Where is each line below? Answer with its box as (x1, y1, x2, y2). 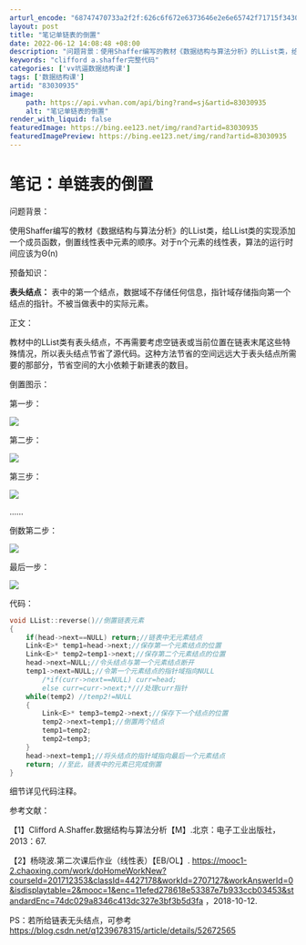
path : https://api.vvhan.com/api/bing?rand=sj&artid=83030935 (25, 97, 267, 107)
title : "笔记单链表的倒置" (9, 30, 101, 39)
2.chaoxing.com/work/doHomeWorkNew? (9, 866, 167, 877)
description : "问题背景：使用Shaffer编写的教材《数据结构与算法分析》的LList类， (9, 47, 292, 56)
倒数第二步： (9, 524, 57, 535)
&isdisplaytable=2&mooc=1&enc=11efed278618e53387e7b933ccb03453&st (9, 885, 294, 896)
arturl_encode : (9, 13, 67, 23)
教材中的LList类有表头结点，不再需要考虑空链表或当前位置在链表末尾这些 (9, 336, 283, 347)
